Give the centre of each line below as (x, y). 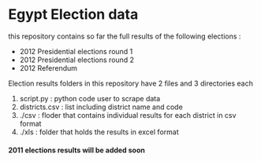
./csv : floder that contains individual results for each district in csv (128, 115)
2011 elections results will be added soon (77, 150)
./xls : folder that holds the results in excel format (99, 132)
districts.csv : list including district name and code (101, 107)
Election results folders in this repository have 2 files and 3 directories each (131, 83)
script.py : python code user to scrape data (90, 98)
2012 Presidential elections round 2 (77, 60)
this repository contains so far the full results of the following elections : (125, 36)
